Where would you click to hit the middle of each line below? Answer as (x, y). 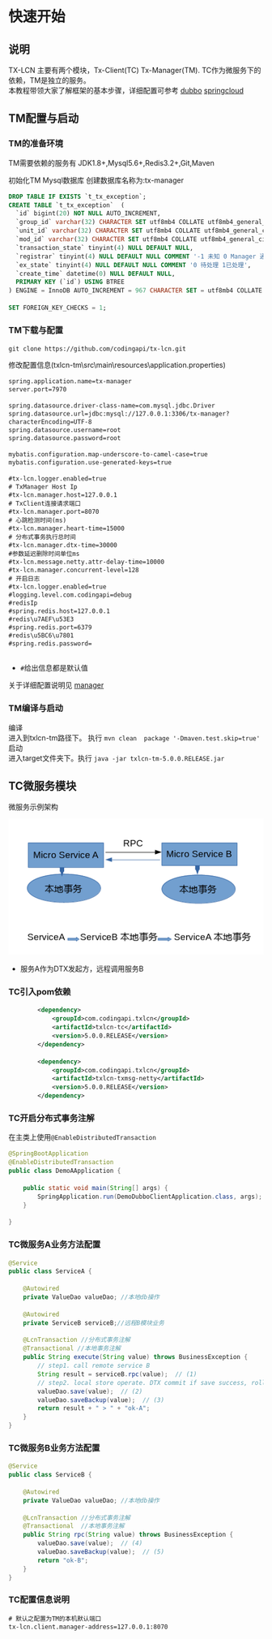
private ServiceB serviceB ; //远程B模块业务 (93, 1323)
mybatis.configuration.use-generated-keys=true (90, 463)
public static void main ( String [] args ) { (96, 1188)
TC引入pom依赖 (40, 992)
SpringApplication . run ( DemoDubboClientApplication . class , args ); (150, 1197)
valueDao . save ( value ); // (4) (90, 1543)
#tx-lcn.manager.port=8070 (54, 512)
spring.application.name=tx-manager (70, 382)
